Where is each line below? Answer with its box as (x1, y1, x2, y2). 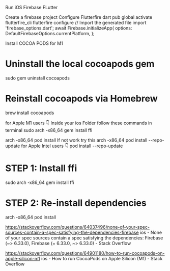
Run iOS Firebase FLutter (5, 5, 58, 10)
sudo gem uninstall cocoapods (5, 75, 70, 81)
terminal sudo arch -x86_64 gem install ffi (5, 127, 93, 133)
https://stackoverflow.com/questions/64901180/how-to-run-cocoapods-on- (5, 250, 165, 256)
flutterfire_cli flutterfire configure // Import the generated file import (5, 20, 147, 25)
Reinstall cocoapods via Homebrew (5, 93, 158, 104)
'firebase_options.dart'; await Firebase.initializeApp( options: (5, 25, 132, 31)
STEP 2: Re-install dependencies (5, 197, 147, 208)
